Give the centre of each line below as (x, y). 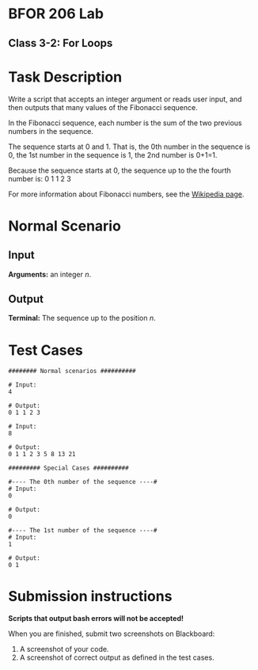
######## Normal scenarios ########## (72, 371)
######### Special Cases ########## (68, 468)
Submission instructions (90, 597)
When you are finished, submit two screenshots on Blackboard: (112, 634)
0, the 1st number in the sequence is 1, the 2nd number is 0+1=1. (113, 154)
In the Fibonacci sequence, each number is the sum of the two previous (125, 123)
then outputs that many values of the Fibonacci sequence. (103, 107)
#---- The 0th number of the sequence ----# (83, 482)
